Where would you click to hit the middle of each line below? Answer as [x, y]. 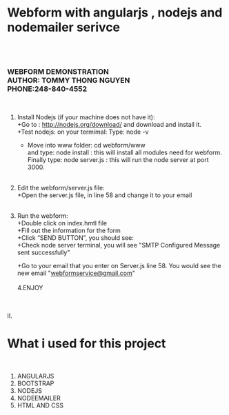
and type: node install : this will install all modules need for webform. [125, 152]
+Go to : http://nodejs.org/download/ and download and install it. [109, 125]
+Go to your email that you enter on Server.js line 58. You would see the [119, 266]
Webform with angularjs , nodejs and [115, 13]
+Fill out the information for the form [69, 231]
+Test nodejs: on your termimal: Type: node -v [83, 132]
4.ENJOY [30, 288]
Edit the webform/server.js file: [61, 188]
